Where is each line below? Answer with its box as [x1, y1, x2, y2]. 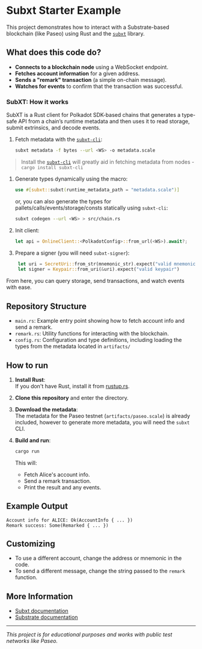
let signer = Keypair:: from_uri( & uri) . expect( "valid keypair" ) [17, 266, 180, 273]
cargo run [14, 448, 40, 455]
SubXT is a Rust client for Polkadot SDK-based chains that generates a [6, 111, 181, 119]
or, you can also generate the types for [14, 197, 111, 205]
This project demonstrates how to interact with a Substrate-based [6, 23, 170, 31]
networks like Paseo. [6, 638, 58, 645]
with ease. [6, 284, 32, 291]
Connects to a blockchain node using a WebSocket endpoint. [14, 63, 168, 70]
